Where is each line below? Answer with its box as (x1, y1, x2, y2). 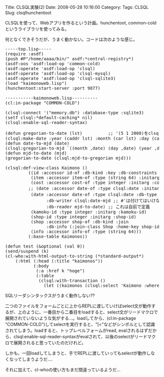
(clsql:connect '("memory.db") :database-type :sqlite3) (5, 110, 144, 115)
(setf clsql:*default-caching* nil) (5, 115, 93, 120)
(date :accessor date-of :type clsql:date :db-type (31, 192, 157, 197)
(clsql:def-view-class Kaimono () (5, 165, 88, 171)
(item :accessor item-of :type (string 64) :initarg (31, 175, 160, 180)
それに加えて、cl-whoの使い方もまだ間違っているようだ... (5, 367, 121, 373)
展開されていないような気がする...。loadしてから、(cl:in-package (5, 315, 136, 321)
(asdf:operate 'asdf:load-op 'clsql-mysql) (5, 71, 111, 76)
